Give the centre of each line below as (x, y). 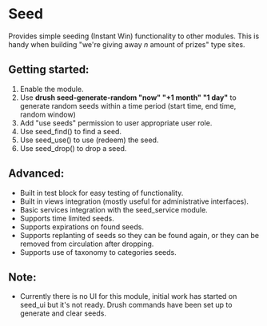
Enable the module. (52, 89)
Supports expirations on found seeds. (82, 227)
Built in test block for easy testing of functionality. (102, 193)
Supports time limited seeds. (67, 218)
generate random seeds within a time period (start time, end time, (128, 105)
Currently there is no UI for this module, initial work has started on (128, 296)
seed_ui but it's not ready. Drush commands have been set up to (126, 305)
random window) (48, 114)
